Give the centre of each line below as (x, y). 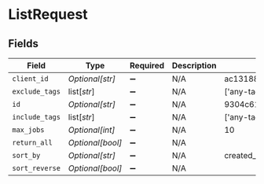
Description (194, 66)
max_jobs (28, 130)
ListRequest (48, 15)
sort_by (26, 155)
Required (147, 66)
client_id (30, 79)
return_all (32, 143)
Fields (24, 44)
